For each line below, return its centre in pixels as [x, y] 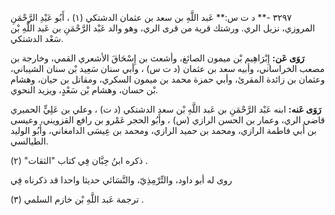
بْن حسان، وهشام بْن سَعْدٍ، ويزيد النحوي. [84, 90]
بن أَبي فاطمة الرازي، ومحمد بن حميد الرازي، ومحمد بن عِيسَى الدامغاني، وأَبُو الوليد [163, 130]
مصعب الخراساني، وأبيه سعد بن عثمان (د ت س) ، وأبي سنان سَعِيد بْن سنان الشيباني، [167, 68]
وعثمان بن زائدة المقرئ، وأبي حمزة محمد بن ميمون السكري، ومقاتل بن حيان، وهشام [168, 79]
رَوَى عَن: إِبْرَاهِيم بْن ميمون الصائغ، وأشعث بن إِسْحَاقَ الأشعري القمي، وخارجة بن [157, 58]
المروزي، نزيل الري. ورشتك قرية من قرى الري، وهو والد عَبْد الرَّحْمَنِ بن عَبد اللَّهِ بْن [163, 28]
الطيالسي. [29, 141]
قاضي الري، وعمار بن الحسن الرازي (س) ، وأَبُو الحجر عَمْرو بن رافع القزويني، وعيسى [167, 120]
